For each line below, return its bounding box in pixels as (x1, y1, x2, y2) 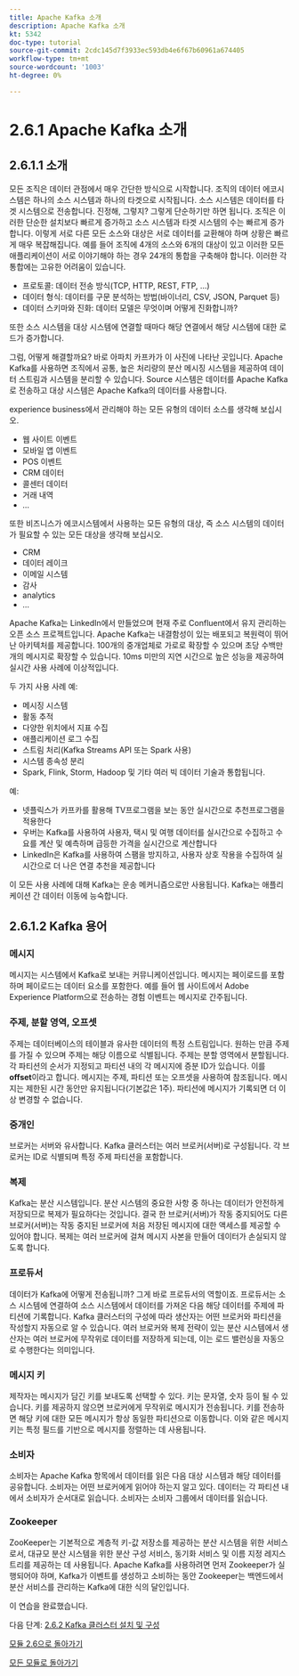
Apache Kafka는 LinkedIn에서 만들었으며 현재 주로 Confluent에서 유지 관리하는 (9, 617, 287, 628)
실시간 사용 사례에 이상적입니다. (9, 662, 119, 672)
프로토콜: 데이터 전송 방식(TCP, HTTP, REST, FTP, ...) (21, 280, 211, 290)
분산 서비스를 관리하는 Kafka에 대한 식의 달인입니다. (9, 1582, 190, 1592)
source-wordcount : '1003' (9, 63, 105, 72)
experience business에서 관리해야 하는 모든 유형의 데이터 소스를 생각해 (9, 403, 259, 414)
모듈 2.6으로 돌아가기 (9, 1638, 83, 1648)
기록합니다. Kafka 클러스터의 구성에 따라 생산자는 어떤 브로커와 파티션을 (32, 1311, 282, 1322)
